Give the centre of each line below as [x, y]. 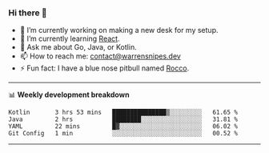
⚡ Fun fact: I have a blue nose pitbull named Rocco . [104, 68]
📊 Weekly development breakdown [69, 95]
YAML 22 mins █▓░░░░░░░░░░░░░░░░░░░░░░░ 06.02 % [123, 127]
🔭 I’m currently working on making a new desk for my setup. [119, 30]
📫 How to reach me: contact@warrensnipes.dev [100, 56]
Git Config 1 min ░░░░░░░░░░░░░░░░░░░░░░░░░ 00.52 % [123, 134]
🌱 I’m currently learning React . [70, 38]
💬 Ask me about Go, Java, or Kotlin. [78, 47]
